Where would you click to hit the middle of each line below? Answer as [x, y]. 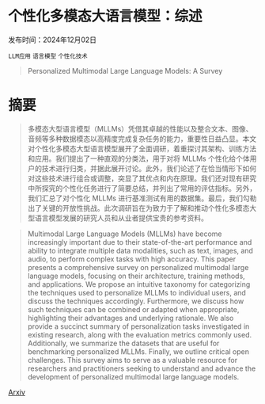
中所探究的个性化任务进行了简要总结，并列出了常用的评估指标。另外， [142, 188]
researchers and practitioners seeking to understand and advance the [142, 368]
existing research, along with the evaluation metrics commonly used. [139, 334]
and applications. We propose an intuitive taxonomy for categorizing [139, 284]
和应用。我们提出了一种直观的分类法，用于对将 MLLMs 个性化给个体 [139, 158]
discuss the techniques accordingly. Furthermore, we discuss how [136, 301]
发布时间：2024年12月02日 [53, 40]
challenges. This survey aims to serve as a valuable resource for [132, 360]
